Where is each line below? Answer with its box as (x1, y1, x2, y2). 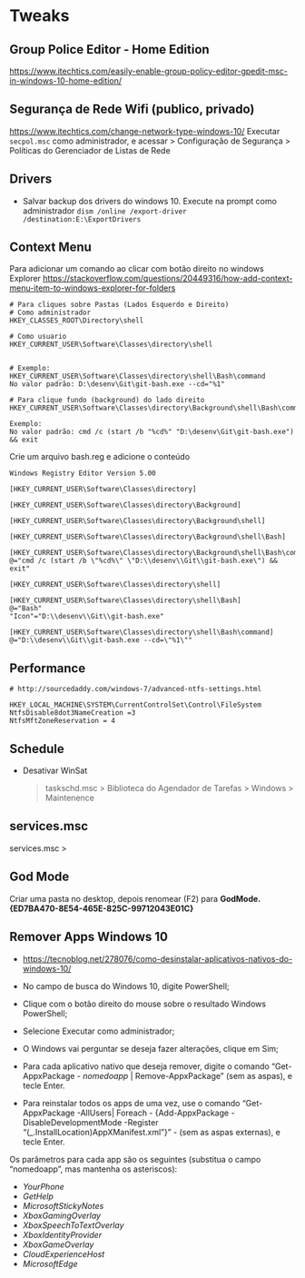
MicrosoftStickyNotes (22, 1200, 104, 1211)
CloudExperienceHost (22, 1248, 105, 1259)
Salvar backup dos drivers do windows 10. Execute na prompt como (22, 195, 277, 206)
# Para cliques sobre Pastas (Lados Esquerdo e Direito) (9, 301, 230, 310)
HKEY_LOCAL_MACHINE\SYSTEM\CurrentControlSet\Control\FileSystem (9, 700, 261, 709)
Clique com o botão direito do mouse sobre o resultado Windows (22, 998, 266, 1009)
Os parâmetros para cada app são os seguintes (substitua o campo (9, 1154, 261, 1164)
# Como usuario (9, 332, 67, 342)
